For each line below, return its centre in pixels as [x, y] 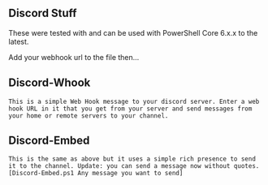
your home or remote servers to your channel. [89, 116]
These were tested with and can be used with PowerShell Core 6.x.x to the [133, 32]
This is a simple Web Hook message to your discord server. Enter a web [134, 101]
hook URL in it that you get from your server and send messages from [130, 109]
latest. [19, 41]
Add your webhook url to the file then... [74, 57]
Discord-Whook [50, 83]
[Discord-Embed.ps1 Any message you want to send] [96, 174]
